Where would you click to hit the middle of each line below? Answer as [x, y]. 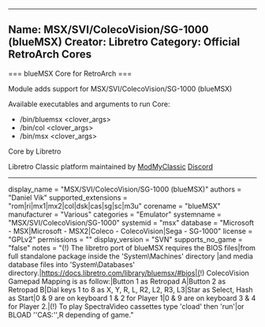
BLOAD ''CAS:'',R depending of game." [71, 314]
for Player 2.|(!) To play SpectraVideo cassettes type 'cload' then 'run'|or [126, 306]
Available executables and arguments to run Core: [89, 104]
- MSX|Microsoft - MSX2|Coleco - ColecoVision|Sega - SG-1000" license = [131, 231]
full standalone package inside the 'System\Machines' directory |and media [131, 256]
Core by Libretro [35, 151]
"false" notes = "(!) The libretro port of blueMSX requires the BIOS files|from [132, 247]
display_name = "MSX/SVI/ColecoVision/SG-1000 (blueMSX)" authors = [125, 189]
